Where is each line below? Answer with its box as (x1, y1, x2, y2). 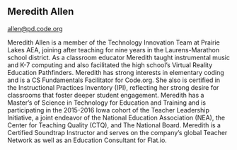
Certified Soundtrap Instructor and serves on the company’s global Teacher (7, 128, 228, 137)
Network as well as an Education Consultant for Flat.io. (7, 136, 168, 144)
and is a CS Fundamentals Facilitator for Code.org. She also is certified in (7, 76, 221, 84)
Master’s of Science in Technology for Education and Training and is (7, 98, 207, 107)
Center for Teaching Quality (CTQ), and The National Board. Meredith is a (7, 120, 221, 129)
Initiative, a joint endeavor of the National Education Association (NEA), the (7, 113, 225, 122)
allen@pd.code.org (7, 24, 63, 33)
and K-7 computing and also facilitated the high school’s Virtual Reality (7, 60, 213, 69)
